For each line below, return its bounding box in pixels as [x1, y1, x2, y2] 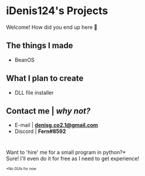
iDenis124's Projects [6, 4, 109, 18]
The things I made [6, 41, 73, 51]
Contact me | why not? [6, 106, 91, 116]
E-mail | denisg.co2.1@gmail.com [14, 122, 99, 129]
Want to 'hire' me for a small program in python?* [6, 148, 126, 155]
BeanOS [14, 56, 35, 63]
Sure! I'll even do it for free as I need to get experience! [6, 155, 140, 162]
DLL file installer [14, 89, 54, 96]
